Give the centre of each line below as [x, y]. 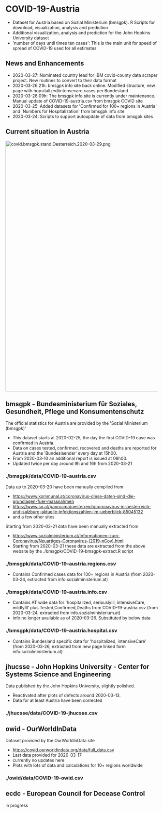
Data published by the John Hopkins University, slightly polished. [70, 686]
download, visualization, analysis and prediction [60, 27]
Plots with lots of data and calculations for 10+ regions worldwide [78, 765]
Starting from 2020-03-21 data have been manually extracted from [72, 526]
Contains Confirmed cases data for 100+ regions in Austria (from [77, 574]
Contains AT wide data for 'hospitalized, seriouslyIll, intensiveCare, [79, 602]
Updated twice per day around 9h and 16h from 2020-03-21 [72, 464]
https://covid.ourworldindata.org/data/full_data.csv [63, 750]
